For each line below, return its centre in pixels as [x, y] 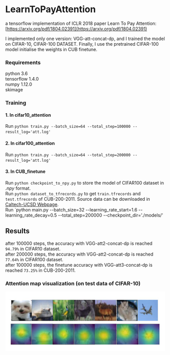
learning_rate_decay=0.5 [31, 215]
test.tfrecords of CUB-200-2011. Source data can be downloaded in [78, 199]
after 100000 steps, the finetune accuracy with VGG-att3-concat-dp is [79, 265]
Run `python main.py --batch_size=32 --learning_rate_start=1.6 [71, 209]
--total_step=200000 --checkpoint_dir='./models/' [111, 215]
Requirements [23, 62]
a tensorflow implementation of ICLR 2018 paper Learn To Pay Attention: [81, 23]
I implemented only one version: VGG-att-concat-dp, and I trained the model [85, 39]
